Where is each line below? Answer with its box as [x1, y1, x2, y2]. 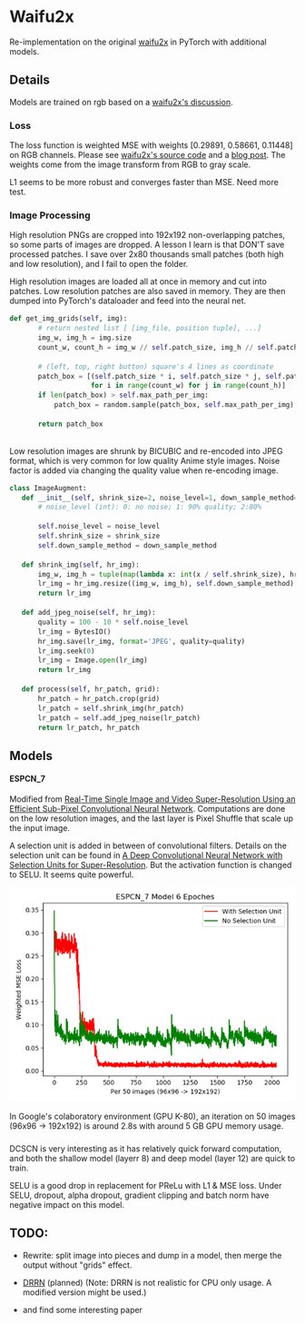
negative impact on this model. [9, 1199, 125, 1210]
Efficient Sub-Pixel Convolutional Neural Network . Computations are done [9, 804, 286, 815]
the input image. [9, 823, 71, 834]
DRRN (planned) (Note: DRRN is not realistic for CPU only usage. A [22, 1277, 272, 1288]
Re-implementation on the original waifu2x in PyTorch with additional [9, 36, 267, 47]
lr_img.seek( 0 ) [37, 647, 95, 656]
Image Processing [9, 209, 91, 222]
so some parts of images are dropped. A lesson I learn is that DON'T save [9, 239, 285, 251]
